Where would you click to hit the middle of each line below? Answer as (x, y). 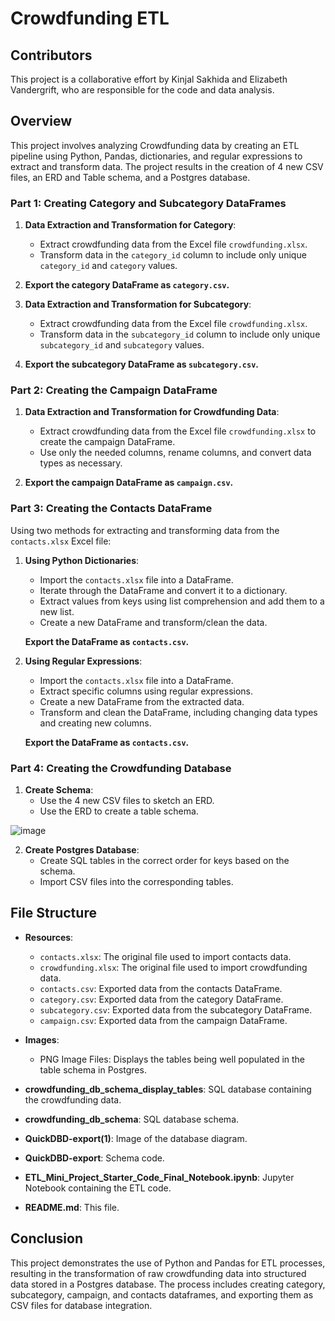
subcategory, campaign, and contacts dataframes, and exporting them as (162, 1294)
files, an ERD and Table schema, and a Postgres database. (130, 177)
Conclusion (47, 1238)
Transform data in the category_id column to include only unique (173, 255)
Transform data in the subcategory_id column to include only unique (180, 334)
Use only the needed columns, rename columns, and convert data (175, 453)
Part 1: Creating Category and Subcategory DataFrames (148, 203)
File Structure (53, 913)
